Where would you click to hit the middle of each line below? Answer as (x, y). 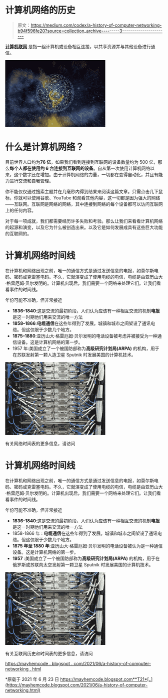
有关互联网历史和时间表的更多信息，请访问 (49, 653)
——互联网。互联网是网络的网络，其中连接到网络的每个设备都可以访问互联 (82, 204)
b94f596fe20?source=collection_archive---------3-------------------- (90, 31)
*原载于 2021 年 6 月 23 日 (32, 679)
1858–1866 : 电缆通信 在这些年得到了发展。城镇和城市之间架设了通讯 (81, 323)
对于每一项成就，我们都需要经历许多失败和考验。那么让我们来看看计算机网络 (84, 221)
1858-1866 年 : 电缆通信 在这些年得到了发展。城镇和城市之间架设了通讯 (85, 533)
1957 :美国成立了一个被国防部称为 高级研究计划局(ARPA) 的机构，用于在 (86, 558)
